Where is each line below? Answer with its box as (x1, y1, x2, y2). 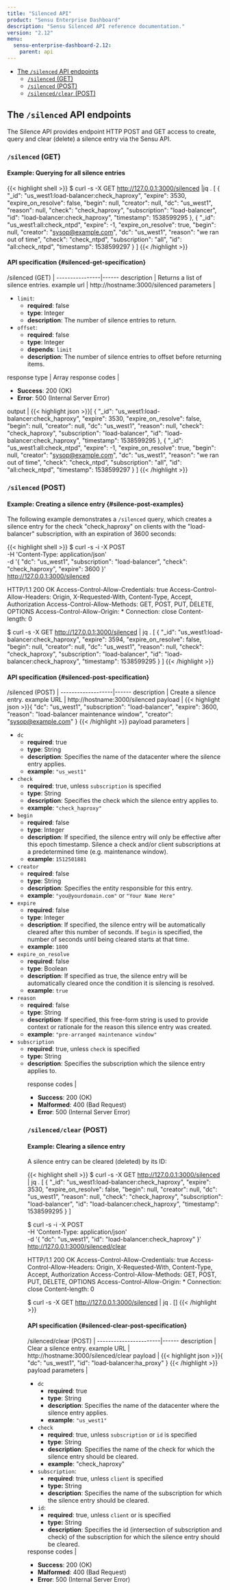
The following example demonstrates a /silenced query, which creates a (7, 515, 212, 523)
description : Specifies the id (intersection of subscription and (47, 1525, 222, 1534)
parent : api (19, 49, 53, 56)
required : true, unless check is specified (27, 1045, 140, 1053)
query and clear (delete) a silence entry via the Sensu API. (7, 135, 171, 143)
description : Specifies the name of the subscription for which (47, 1489, 222, 1497)
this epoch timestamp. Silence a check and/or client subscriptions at (27, 840, 221, 849)
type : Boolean (27, 964, 68, 973)
